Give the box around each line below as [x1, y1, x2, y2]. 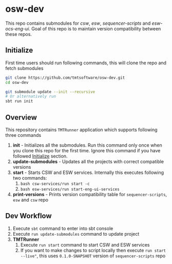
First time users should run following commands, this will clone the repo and [5, 60, 167, 66]
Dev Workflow [5, 212, 52, 220]
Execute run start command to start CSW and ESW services [20, 241, 150, 248]
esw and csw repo [12, 197, 49, 203]
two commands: [12, 174, 47, 181]
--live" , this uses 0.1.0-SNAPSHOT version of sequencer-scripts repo [20, 253, 166, 259]
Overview [5, 113, 37, 121]
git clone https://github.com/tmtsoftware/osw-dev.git [5, 75, 125, 80]
